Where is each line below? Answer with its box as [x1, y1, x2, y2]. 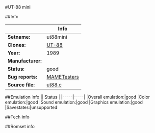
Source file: [7, 81, 35, 88]
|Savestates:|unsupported [5, 105, 58, 110]
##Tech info [5, 114, 29, 120]
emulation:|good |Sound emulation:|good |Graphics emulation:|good [5, 99, 143, 105]
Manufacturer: [7, 57, 42, 64]
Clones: [7, 42, 26, 48]
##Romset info [5, 124, 35, 129]
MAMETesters [46, 74, 79, 80]
